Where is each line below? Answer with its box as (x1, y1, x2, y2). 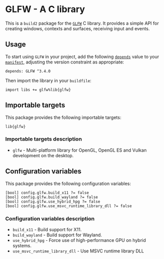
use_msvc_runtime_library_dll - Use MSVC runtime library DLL (12, 248, 144, 254)
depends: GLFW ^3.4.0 (5, 69, 51, 74)
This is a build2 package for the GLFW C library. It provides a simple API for (5, 20, 159, 26)
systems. (12, 242, 32, 248)
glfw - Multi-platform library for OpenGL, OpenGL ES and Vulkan (12, 147, 147, 153)
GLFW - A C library (5, 4, 85, 15)
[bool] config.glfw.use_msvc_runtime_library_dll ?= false (5, 203, 132, 209)
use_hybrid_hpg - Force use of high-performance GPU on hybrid (12, 237, 146, 243)
